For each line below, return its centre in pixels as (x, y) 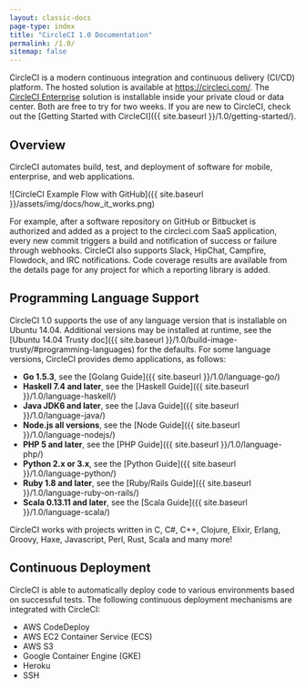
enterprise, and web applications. (72, 176)
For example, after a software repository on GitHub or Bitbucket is (133, 221)
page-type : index (42, 26)
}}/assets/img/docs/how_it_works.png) (82, 203)
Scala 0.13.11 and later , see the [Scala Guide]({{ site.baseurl (135, 502)
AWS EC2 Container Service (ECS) (87, 636)
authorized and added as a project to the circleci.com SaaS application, (143, 231)
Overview (38, 145)
